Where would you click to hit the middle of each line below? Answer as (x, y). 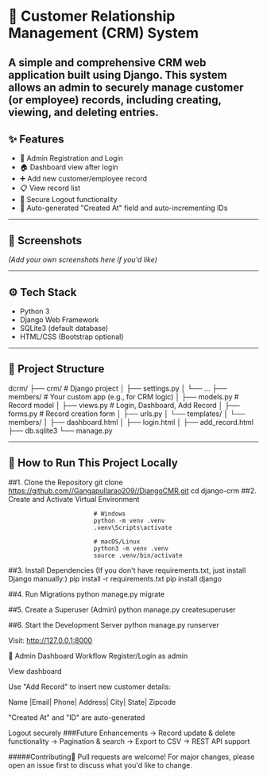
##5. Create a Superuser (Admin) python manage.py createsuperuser (122, 609)
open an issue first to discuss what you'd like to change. (100, 765)
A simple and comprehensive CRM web (107, 62)
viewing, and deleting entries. (83, 112)
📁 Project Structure (56, 369)
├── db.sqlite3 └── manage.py (60, 430)
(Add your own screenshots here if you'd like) (83, 260)
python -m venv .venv (129, 520)
